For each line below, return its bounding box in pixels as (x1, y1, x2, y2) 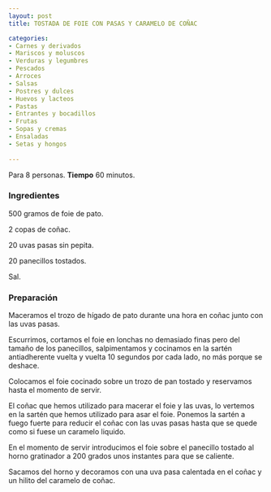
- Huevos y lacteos (8, 94, 75, 102)
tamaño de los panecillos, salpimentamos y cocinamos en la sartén (8, 343, 233, 354)
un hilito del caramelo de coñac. (8, 476, 116, 485)
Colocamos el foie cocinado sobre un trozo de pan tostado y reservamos (8, 377, 252, 386)
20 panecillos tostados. (8, 255, 87, 265)
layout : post (8, 11, 53, 20)
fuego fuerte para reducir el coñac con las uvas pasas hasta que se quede (8, 418, 258, 428)
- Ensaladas (8, 133, 49, 141)
